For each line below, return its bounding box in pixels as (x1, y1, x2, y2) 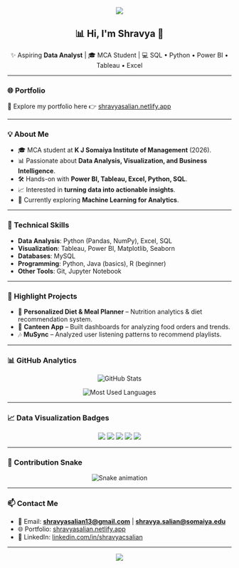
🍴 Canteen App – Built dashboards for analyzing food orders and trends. (17, 323, 230, 331)
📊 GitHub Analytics (7, 355, 77, 365)
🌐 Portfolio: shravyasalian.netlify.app (17, 525, 126, 534)
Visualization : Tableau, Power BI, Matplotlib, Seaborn (17, 244, 176, 252)
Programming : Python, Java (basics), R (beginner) (17, 259, 166, 267)
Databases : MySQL (17, 252, 76, 260)
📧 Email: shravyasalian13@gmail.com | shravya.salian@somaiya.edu (17, 517, 226, 526)
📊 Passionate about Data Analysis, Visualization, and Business (17, 157, 208, 165)
